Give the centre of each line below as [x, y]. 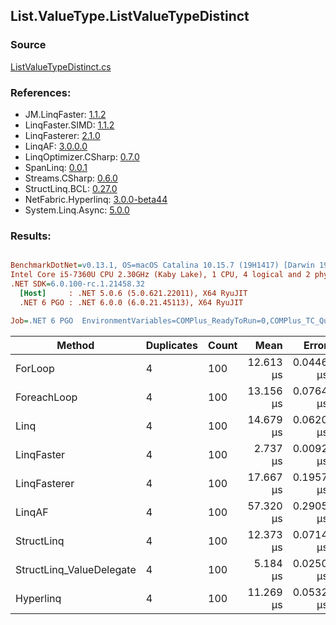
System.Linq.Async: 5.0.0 [77, 210]
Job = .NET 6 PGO [42, 320]
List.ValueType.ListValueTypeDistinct [130, 16]
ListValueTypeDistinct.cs [61, 66]
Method [75, 345]
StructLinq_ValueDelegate [76, 569]
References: [41, 92]
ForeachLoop [46, 397]
